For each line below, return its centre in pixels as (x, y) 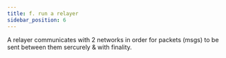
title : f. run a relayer (43, 13)
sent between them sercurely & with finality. (70, 47)
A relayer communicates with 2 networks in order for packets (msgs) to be (113, 39)
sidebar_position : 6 (37, 20)
